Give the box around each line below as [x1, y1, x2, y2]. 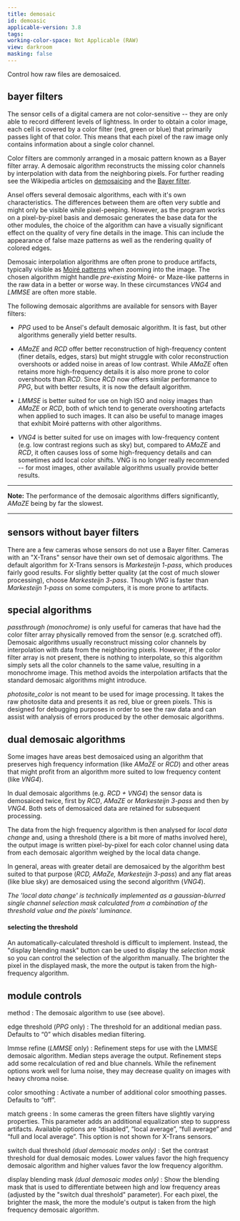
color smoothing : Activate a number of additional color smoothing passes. [7, 1088, 227, 1097]
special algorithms [7, 604, 92, 616]
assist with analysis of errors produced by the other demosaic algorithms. [7, 712, 224, 722]
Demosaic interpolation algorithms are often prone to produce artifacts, [7, 257, 217, 266]
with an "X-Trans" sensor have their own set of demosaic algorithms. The [7, 553, 224, 562]
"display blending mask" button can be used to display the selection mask [7, 946, 226, 955]
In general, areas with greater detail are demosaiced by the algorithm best [7, 862, 225, 871]
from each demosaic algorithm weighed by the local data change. [7, 848, 201, 857]
